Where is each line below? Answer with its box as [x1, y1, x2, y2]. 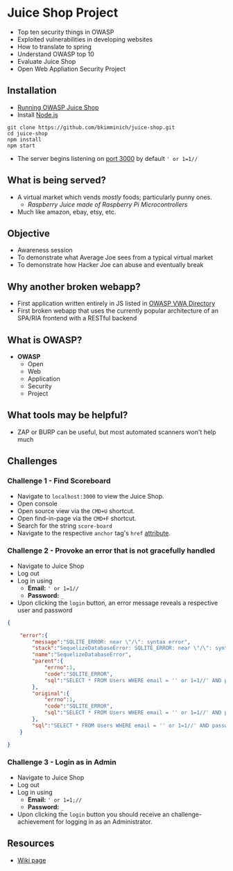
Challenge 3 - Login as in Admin [7, 757, 116, 767]
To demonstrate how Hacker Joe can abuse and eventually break [17, 261, 204, 269]
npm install [7, 136, 42, 143]
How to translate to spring [17, 42, 92, 51]
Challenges [7, 456, 58, 467]
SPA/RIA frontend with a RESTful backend [17, 314, 137, 322]
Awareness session [17, 246, 73, 255]
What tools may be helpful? [7, 409, 128, 421]
